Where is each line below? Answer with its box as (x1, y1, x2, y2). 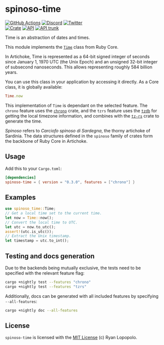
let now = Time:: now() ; (5, 215, 54, 220)
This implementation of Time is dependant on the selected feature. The (5, 102, 148, 108)
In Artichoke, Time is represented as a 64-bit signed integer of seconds (5, 53, 150, 60)
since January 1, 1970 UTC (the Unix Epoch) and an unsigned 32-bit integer (5, 59, 158, 64)
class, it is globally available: (5, 84, 63, 90)
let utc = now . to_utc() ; (5, 224, 56, 229)
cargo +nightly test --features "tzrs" (5, 284, 87, 289)
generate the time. (5, 118, 43, 124)
